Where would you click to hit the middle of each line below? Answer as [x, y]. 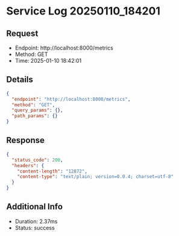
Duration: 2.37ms [36, 221]
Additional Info [35, 207]
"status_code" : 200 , [37, 160]
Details [20, 80]
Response [26, 140]
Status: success [35, 228]
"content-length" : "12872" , [52, 171]
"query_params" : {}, [37, 110]
